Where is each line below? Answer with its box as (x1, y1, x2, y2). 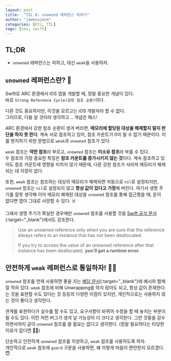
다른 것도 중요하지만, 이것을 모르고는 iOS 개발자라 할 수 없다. (5, 108, 126, 114)
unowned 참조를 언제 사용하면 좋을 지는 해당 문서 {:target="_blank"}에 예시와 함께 (5, 278, 166, 284)
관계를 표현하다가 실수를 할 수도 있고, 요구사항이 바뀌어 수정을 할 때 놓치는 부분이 (5, 308, 166, 314)
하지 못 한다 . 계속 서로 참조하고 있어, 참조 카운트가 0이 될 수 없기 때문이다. (14, 131, 161, 137)
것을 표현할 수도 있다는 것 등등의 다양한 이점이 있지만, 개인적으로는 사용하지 (10, 291, 161, 297)
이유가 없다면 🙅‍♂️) (5, 327, 40, 333)
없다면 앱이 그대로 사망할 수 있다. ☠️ (5, 198, 76, 204)
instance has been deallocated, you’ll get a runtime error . (17, 247, 140, 253)
